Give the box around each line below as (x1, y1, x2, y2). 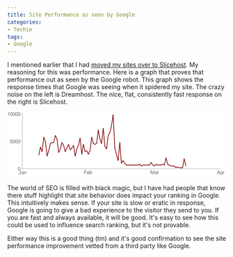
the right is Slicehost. (7, 98, 68, 106)
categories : (7, 18, 42, 26)
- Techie (7, 26, 33, 33)
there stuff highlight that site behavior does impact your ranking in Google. (7, 192, 220, 200)
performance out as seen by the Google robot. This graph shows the (7, 75, 204, 84)
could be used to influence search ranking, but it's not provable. (7, 221, 191, 229)
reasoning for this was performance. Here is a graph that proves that (7, 68, 204, 77)
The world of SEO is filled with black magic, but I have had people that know (7, 184, 226, 192)
